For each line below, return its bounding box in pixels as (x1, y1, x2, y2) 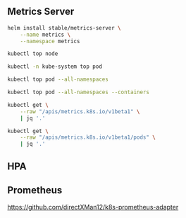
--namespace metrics (20, 38, 80, 45)
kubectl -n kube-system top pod (7, 63, 102, 70)
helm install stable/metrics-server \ (7, 24, 121, 31)
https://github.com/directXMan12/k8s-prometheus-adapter (7, 203, 179, 212)
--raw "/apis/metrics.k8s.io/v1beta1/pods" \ (20, 134, 156, 141)
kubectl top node (7, 50, 58, 57)
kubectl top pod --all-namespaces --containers (7, 88, 150, 96)
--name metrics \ (20, 31, 71, 38)
